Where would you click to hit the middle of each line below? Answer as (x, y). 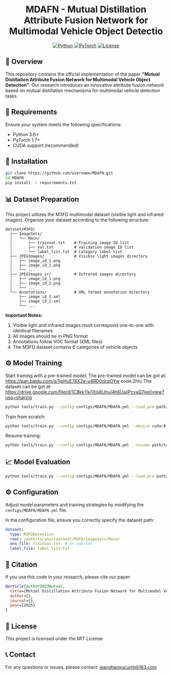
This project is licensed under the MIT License (54, 639)
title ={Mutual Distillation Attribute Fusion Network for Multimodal (85, 591)
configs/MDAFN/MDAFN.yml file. (36, 510)
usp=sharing (19, 397)
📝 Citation (21, 564)
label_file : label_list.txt (40, 549)
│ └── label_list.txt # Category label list (66, 252)
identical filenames (33, 330)
